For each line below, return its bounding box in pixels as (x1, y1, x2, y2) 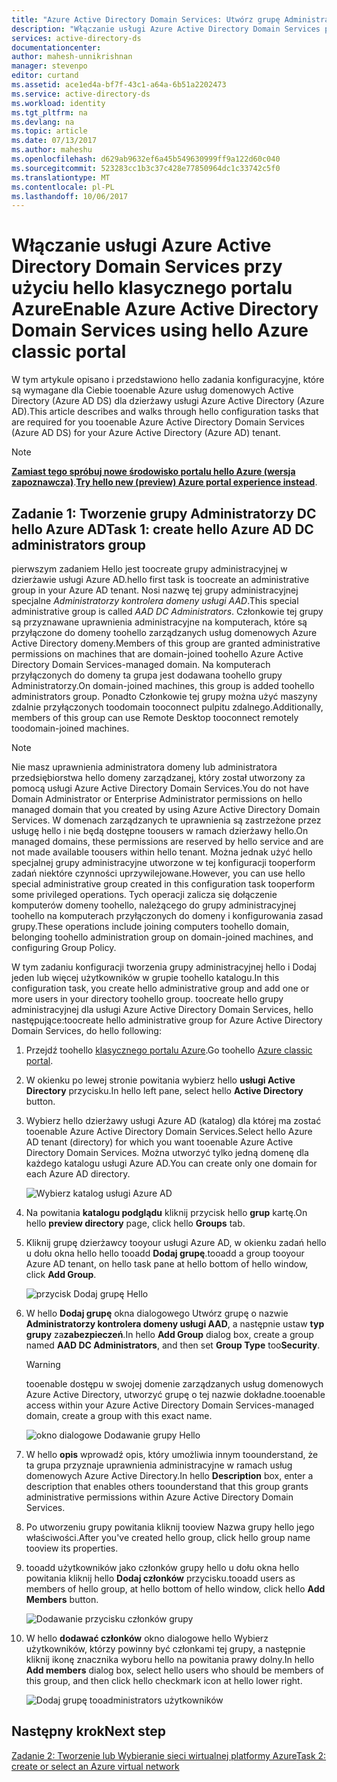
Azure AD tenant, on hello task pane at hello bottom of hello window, (25, 1258, 309, 1270)
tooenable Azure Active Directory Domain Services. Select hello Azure (25, 1126, 313, 1137)
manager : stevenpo (11, 61, 88, 71)
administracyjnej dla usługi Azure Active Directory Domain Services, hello (11, 1004, 314, 1015)
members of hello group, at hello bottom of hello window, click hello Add (25, 1583, 326, 1595)
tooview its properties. (25, 1542, 119, 1554)
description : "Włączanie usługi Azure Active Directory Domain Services (11, 24, 321, 34)
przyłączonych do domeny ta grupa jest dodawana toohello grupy (11, 669, 283, 681)
